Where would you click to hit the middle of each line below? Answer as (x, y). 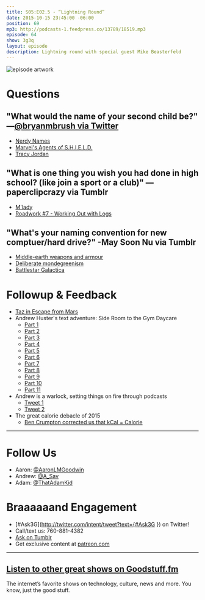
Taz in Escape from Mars (46, 312)
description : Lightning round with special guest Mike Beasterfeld (94, 52)
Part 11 (32, 390)
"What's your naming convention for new (87, 232)
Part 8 (32, 370)
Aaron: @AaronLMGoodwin (49, 470)
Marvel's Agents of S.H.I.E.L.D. (54, 147)
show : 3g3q (20, 40)
